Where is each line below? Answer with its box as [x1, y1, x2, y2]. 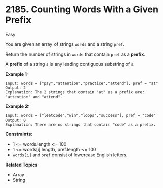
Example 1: [5, 70, 29, 77]
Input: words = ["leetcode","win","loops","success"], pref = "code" [5, 113, 156, 118]
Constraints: [5, 131, 33, 137]
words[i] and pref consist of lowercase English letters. [12, 152, 128, 158]
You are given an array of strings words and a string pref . [5, 41, 125, 47]
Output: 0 [5, 118, 26, 123]
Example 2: [5, 103, 30, 109]
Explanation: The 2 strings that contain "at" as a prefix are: [5, 89, 145, 95]
